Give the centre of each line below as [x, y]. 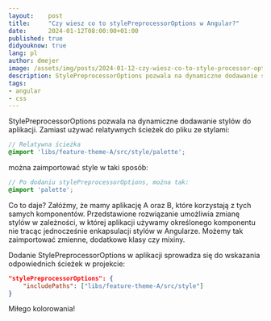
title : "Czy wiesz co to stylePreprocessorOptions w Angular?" [124, 23]
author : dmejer [34, 61]
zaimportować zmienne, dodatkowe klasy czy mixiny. [97, 240]
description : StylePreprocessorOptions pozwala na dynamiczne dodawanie [133, 76]
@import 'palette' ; [41, 190]
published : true [35, 38]
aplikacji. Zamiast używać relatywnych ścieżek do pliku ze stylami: [119, 130]
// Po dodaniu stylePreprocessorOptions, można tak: [99, 182]
